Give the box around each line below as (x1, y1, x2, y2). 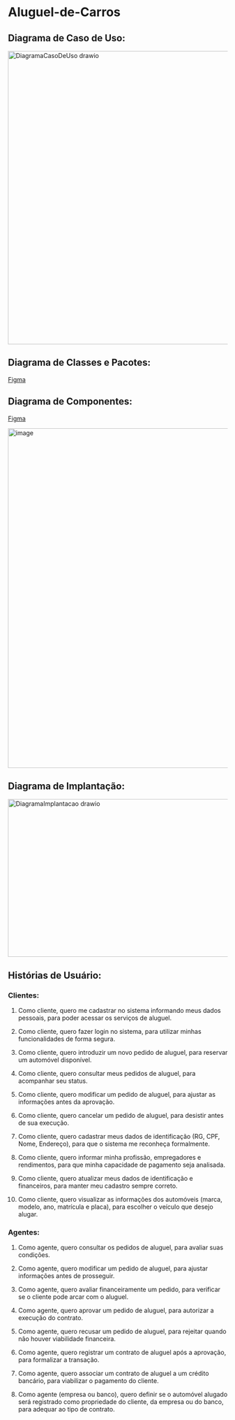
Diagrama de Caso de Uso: (8, 32, 126, 44)
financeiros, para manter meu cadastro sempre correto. (17, 1181, 178, 1190)
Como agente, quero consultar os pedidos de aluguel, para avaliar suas (17, 1243, 224, 1252)
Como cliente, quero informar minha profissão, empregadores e (17, 1153, 202, 1162)
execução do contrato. (17, 1314, 83, 1322)
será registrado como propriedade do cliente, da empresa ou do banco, (17, 1398, 224, 1406)
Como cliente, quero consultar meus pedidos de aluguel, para (17, 1070, 196, 1078)
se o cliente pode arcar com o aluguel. (17, 1293, 129, 1301)
